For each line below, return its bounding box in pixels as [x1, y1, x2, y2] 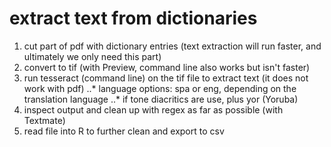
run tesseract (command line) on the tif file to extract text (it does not [23, 72, 309, 84]
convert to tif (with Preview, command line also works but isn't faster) [23, 61, 311, 73]
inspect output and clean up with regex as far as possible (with [23, 103, 284, 116]
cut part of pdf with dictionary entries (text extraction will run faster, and [23, 40, 322, 52]
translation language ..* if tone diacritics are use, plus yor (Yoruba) [23, 93, 299, 105]
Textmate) [23, 114, 66, 126]
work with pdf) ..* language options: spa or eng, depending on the [23, 82, 297, 94]
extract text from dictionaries [9, 7, 258, 30]
